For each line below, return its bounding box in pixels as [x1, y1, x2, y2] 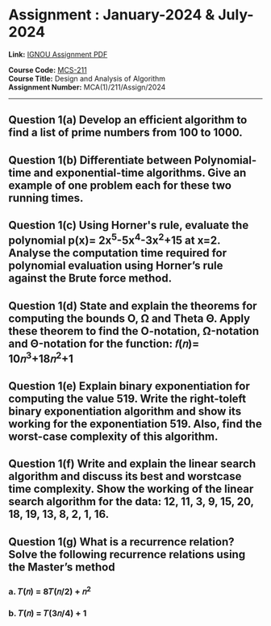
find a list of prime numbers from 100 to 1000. [8, 126, 244, 140]
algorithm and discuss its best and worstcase [8, 469, 242, 483]
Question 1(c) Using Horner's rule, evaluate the [8, 219, 249, 232]
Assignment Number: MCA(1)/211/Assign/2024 [8, 82, 166, 92]
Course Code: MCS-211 [8, 65, 87, 74]
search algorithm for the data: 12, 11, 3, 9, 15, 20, [8, 495, 254, 509]
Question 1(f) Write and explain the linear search [8, 457, 256, 471]
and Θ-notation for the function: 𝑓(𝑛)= [8, 336, 200, 350]
